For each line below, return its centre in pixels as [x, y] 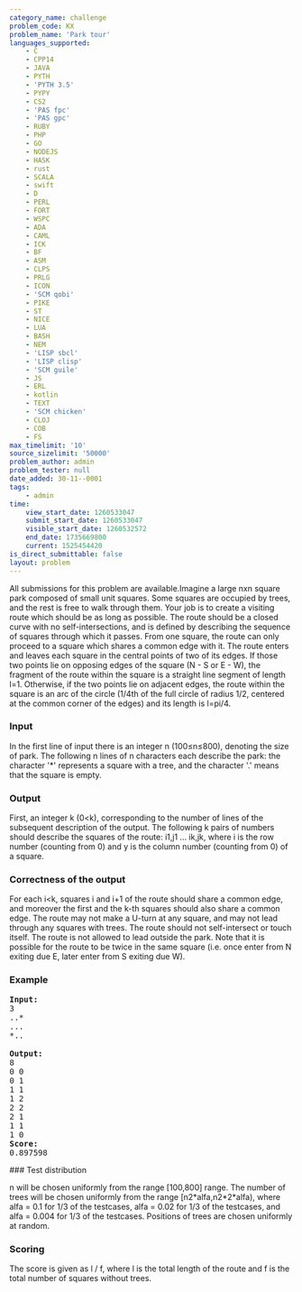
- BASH [38, 336]
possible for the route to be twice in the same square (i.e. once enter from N [151, 947]
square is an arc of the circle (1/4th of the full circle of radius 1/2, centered [147, 693]
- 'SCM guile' [52, 370]
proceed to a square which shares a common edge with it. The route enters [149, 646]
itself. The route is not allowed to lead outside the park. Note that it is [137, 938]
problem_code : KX [42, 26]
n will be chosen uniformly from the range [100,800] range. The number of [147, 1187]
